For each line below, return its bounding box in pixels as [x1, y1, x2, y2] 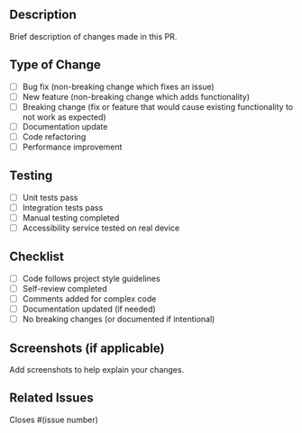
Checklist [9, 249, 65, 265]
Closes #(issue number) [9, 414, 99, 425]
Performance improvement [22, 141, 123, 152]
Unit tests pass [22, 192, 78, 203]
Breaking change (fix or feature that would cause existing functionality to [22, 101, 294, 112]
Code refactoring [22, 131, 87, 142]
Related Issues [9, 391, 94, 406]
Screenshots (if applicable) [9, 340, 165, 356]
